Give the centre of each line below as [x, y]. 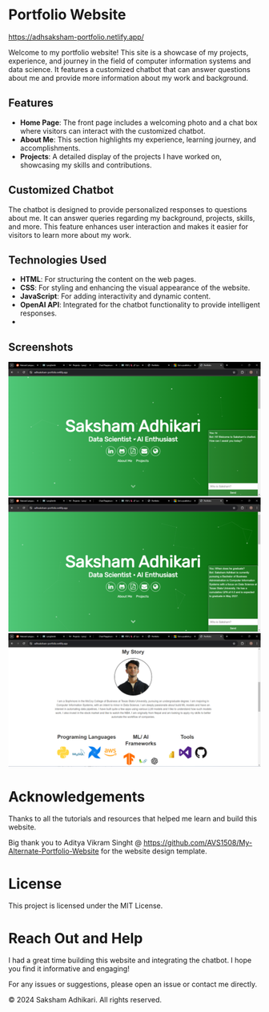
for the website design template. [154, 851]
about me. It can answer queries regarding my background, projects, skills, [132, 218]
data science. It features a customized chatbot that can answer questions [129, 69]
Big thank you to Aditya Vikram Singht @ [75, 843]
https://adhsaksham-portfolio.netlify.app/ [76, 37]
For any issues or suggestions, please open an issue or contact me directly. [133, 984]
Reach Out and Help [76, 938]
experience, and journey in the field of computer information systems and [130, 61]
